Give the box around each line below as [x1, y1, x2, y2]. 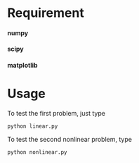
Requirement [7, 5, 84, 21]
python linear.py [7, 122, 58, 130]
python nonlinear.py [7, 148, 68, 156]
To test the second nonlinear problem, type [7, 135, 132, 143]
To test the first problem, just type [7, 109, 105, 117]
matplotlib [7, 61, 38, 69]
